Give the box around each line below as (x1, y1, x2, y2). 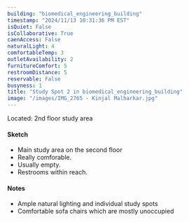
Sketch (7, 130, 29, 139)
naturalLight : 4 (7, 43, 55, 50)
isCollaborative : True (7, 29, 73, 37)
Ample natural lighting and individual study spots (17, 200, 159, 208)
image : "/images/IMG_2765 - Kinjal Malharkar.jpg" (7, 95, 158, 102)
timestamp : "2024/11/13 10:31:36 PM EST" (7, 17, 130, 24)
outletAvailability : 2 (7, 56, 73, 63)
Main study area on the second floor (17, 146, 122, 154)
